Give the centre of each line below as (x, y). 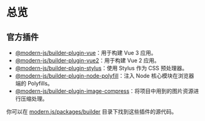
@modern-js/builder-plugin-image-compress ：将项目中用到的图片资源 (104, 91)
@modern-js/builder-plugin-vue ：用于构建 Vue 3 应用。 (86, 53)
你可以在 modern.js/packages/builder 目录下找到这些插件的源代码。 (92, 112)
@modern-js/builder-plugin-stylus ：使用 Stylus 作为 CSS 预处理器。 (101, 68)
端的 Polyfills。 (34, 83)
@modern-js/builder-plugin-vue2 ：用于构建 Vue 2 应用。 (88, 61)
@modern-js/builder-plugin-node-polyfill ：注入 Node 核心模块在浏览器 (105, 76)
